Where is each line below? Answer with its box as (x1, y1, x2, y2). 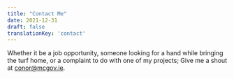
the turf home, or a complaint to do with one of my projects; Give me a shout (7, 57, 228, 65)
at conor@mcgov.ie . (7, 64, 66, 72)
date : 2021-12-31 (7, 17, 58, 24)
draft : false (7, 23, 45, 30)
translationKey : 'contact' (7, 29, 86, 37)
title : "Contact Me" (7, 10, 68, 17)
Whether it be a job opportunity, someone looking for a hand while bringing (7, 49, 224, 57)
